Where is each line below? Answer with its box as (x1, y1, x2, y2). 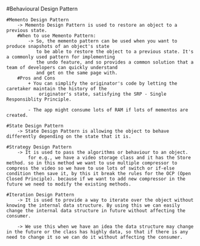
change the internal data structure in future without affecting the (6, 208, 186, 214)
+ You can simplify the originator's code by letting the (28, 81, 178, 87)
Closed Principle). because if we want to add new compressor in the (6, 176, 186, 182)
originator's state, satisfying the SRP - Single (38, 91, 167, 97)
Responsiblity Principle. (6, 96, 72, 102)
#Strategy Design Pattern (6, 144, 72, 150)
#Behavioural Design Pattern (6, 5, 78, 12)
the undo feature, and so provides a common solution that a (36, 59, 194, 65)
